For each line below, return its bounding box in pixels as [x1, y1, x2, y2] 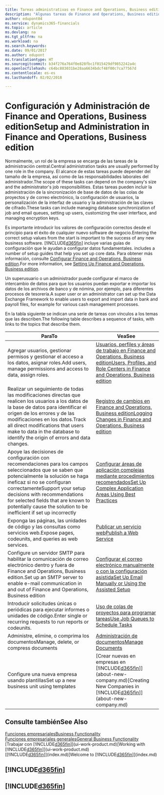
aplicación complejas [96, 466, 144, 473]
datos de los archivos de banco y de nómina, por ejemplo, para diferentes [5, 286, 154, 292]
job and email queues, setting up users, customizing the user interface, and [5, 210, 157, 216]
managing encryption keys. [5, 215, 60, 221]
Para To [41, 333, 58, 339]
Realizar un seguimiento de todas [7, 385, 84, 392]
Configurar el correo [96, 556, 143, 562]
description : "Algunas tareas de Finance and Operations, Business [5, 12, 145, 17]
